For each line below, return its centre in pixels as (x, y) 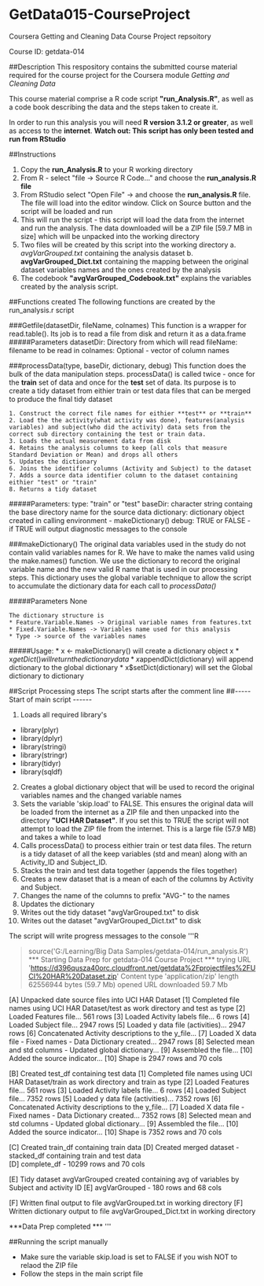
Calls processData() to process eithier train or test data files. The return (136, 845)
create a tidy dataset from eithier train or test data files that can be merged (130, 390)
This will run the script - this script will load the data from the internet (132, 219)
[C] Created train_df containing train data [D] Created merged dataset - (124, 1147)
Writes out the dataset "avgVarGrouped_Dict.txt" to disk (111, 920)
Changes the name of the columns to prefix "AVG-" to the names (125, 895)
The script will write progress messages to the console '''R (104, 936)
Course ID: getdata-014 (47, 51)
